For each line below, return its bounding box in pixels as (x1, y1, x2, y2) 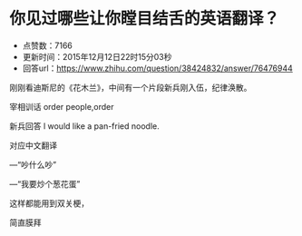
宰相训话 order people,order (9, 101, 115, 112)
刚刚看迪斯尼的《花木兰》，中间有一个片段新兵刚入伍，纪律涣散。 (9, 82, 252, 93)
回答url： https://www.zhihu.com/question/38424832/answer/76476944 (22, 63, 293, 74)
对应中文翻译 (9, 140, 57, 151)
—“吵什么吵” (9, 159, 57, 170)
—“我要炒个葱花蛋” (9, 178, 81, 189)
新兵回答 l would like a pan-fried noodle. (9, 120, 161, 132)
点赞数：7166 (22, 40, 73, 51)
